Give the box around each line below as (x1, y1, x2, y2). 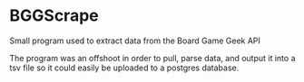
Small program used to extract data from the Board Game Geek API (9, 35, 261, 46)
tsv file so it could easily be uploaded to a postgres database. (9, 62, 240, 73)
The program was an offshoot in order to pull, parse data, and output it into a (9, 52, 296, 63)
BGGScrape (9, 5, 99, 26)
